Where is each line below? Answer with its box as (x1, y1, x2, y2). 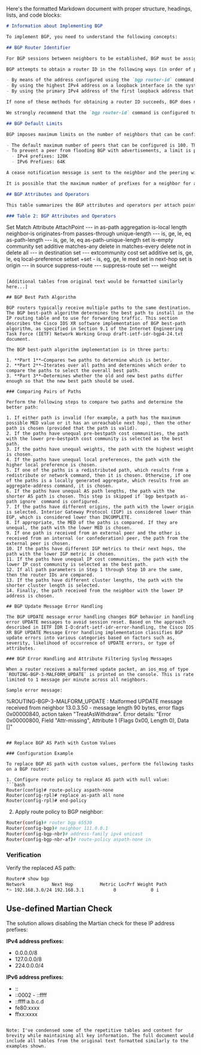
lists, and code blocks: (6, 11, 62, 19)
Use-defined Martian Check (6, 904, 112, 914)
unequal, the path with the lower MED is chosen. (6, 525, 133, 531)
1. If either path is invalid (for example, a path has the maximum (6, 415, 181, 421)
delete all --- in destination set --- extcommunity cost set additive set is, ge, (6, 249, 194, 256)
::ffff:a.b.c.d (14, 998, 44, 1005)
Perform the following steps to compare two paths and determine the (6, 399, 184, 405)
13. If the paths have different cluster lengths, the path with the (6, 577, 184, 583)
